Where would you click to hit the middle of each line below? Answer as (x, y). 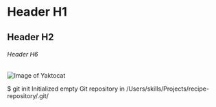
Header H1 (37, 12)
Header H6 (23, 55)
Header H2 (31, 37)
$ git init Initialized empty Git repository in (66, 89)
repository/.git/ (28, 95)
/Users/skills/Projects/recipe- (167, 89)
